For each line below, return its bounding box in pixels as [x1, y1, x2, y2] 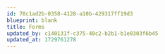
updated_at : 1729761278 [6, 36, 77, 43]
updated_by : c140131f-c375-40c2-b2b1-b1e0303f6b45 [6, 29, 159, 37]
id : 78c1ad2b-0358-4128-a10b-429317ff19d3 [6, 10, 133, 18]
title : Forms [6, 23, 45, 30]
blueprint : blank [6, 17, 58, 24]
